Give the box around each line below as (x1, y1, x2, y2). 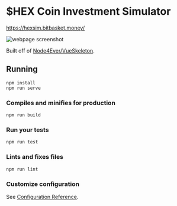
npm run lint (6, 166, 38, 172)
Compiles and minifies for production (6, 99, 115, 107)
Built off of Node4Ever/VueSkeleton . (6, 47, 95, 54)
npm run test (6, 139, 38, 145)
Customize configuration (6, 179, 80, 188)
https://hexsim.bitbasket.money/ (6, 24, 85, 31)
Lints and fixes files (6, 153, 64, 161)
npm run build (6, 112, 41, 118)
